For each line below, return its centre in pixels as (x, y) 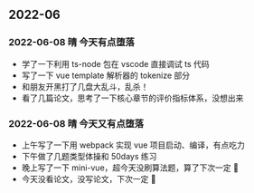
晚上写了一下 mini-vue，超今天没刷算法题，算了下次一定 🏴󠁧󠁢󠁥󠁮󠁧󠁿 (130, 168)
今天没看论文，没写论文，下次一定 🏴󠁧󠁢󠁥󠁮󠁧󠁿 (89, 179)
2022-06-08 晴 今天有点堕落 (71, 43)
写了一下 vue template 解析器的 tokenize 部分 (106, 75)
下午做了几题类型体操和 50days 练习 (89, 156)
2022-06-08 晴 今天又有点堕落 (76, 123)
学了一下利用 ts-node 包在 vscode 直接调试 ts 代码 (115, 63)
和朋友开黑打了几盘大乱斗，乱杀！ (85, 86)
